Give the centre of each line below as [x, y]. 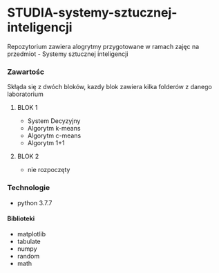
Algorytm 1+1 [46, 143]
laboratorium [25, 94]
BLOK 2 [28, 156]
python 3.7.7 [35, 203]
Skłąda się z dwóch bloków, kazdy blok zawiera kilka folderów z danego [109, 87]
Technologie [29, 188]
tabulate [29, 241]
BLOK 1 [27, 108]
